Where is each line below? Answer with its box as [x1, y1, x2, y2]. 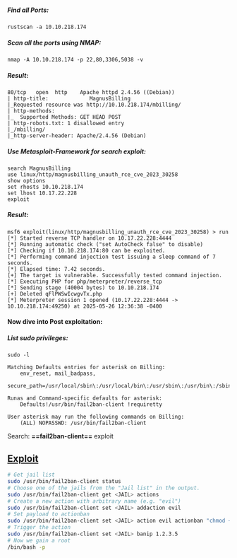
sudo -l [7, 351, 30, 359]
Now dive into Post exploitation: [7, 318, 103, 326]
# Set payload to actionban [7, 511, 90, 518]
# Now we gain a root [7, 537, 71, 544]
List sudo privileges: [7, 334, 68, 342]
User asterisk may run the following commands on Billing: [7, 414, 185, 421]
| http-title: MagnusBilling [7, 95, 131, 102]
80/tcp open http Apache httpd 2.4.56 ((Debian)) [7, 88, 175, 95]
